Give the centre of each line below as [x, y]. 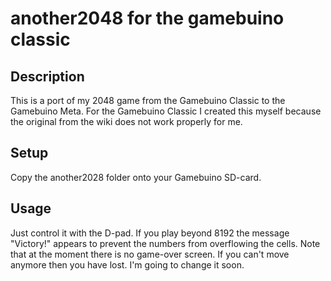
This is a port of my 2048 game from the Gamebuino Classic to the [148, 100]
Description [47, 76]
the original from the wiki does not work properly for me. [126, 121]
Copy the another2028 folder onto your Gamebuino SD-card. [136, 177]
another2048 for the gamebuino [147, 18]
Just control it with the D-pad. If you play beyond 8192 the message [150, 233]
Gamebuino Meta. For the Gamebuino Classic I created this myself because [166, 111]
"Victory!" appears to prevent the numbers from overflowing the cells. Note [165, 243]
